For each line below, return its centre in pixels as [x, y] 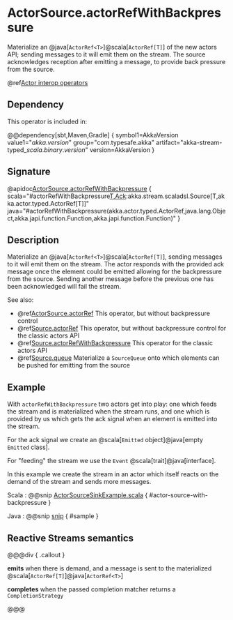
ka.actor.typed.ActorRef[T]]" [48, 203]
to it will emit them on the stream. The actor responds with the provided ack [116, 264]
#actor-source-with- [179, 495]
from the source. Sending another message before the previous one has [111, 279]
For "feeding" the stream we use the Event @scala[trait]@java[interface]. [112, 461]
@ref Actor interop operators [48, 82]
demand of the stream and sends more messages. [79, 482]
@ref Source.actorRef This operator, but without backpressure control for [122, 328]
